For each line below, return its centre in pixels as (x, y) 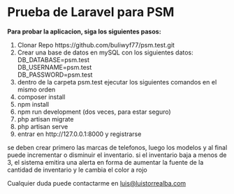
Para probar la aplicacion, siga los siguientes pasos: (85, 31)
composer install (41, 97)
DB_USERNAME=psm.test (54, 67)
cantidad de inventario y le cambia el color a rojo (78, 170)
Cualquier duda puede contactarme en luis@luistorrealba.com (97, 183)
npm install (33, 104)
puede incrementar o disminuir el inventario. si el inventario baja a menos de (117, 155)
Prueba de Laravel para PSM (91, 12)
